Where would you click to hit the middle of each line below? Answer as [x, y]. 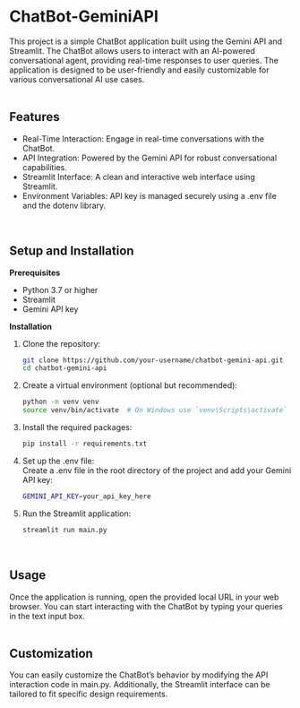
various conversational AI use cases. [77, 79]
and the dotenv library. [64, 205]
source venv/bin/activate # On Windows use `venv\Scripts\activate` [155, 410]
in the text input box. [47, 616]
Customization [51, 653]
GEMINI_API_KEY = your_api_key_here [86, 496]
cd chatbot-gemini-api [64, 368]
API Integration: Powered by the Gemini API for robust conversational [150, 158]
